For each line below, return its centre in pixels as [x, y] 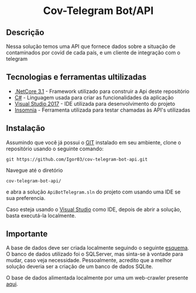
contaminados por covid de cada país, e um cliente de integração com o [93, 53]
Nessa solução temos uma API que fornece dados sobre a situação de [91, 46]
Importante [27, 234]
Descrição [25, 32]
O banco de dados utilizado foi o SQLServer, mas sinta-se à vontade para [94, 254]
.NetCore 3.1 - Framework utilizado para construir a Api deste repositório [102, 91]
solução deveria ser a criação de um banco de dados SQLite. [80, 267]
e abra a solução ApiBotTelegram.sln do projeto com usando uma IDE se [93, 192]
